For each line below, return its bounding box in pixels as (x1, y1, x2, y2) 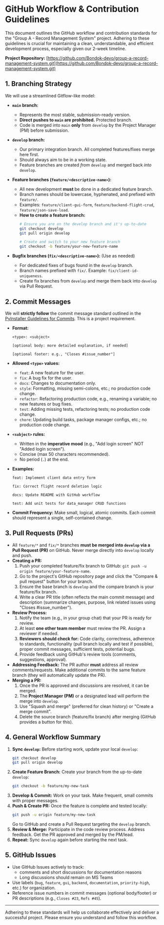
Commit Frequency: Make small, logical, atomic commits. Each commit (12, 509, 156, 515)
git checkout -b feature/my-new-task (12, 783, 89, 789)
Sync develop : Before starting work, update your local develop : (12, 746, 138, 752)
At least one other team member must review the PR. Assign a (19, 625, 145, 631)
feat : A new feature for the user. (19, 370, 84, 376)
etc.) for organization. (12, 885, 56, 891)
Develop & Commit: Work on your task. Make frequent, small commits (12, 792, 153, 799)
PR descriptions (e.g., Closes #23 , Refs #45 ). (12, 895, 102, 901)
